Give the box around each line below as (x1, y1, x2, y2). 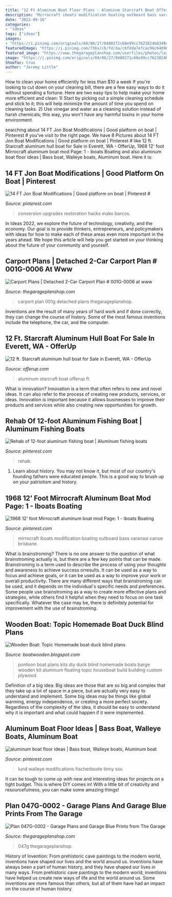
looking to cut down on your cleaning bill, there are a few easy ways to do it (5, 84, 165, 90)
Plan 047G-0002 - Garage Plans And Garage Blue (5, 802, 166, 810)
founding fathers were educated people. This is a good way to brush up (12, 474, 164, 480)
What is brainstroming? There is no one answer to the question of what (5, 551, 155, 557)
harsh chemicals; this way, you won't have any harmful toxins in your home (5, 111, 164, 118)
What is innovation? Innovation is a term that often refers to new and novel (5, 385, 162, 392)
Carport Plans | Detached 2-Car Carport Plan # (5, 257, 157, 266)
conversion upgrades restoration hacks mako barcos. (17, 210, 131, 216)
